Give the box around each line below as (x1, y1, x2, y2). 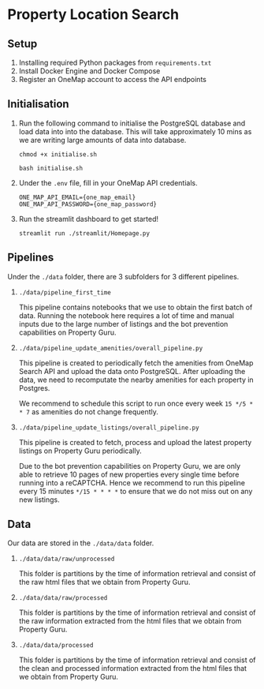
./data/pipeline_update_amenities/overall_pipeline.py (18, 344, 203, 352)
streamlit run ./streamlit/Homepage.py (18, 229, 151, 238)
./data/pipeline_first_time (18, 288, 111, 297)
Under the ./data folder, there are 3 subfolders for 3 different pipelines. (7, 271, 240, 281)
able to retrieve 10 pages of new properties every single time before (18, 470, 240, 479)
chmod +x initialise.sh (18, 150, 98, 159)
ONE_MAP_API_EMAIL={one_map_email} (18, 193, 136, 201)
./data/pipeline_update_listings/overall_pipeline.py (18, 424, 199, 432)
